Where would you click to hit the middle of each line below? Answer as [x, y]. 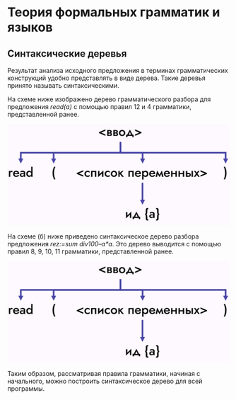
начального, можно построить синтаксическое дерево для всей [105, 381]
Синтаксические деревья [67, 53]
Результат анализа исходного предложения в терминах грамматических [118, 70]
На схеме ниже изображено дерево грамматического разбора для [109, 99]
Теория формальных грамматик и [114, 12]
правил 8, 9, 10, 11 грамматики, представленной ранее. [91, 251]
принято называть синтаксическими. [63, 85]
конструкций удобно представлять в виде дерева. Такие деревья [107, 78]
